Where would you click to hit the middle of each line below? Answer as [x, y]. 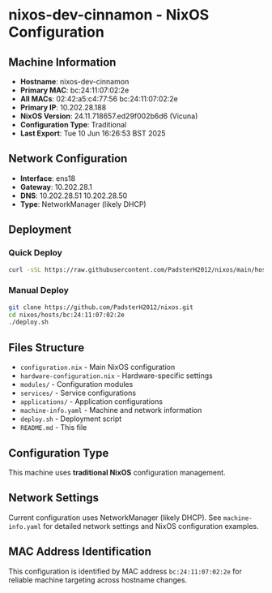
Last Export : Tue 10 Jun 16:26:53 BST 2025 [93, 133]
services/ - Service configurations [78, 393]
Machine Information [62, 62]
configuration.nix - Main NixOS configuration [98, 367]
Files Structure [47, 348]
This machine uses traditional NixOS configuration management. [117, 472]
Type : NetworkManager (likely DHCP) [83, 204]
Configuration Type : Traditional [73, 125]
